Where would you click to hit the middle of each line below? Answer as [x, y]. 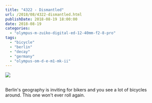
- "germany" [22, 56]
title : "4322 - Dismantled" [35, 10]
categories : [18, 28]
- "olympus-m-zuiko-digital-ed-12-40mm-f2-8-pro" [63, 33]
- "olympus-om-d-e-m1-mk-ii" [40, 61]
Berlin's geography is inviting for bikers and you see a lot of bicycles [76, 90]
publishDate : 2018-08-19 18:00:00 [42, 19]
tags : [11, 38]
